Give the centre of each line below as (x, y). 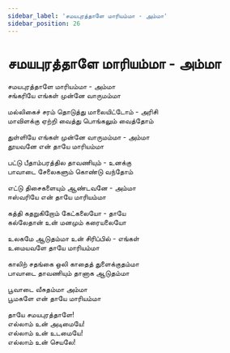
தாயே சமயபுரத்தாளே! (41, 315)
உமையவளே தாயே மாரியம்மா (54, 248)
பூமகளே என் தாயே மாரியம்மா (55, 299)
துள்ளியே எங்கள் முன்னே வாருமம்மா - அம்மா (79, 137)
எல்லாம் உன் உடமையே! (45, 333)
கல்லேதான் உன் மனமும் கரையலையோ (67, 222)
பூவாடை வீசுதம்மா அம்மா (48, 290)
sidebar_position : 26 (44, 24)
